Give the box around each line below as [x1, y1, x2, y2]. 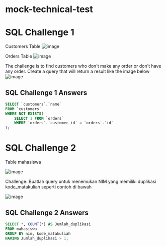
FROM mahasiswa [5, 226, 37, 231]
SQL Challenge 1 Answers [5, 88, 88, 97]
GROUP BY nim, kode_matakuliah [5, 231, 71, 236]
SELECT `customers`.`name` [5, 102, 62, 107]
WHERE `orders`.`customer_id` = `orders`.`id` [14, 120, 114, 126]
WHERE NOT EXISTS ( [5, 111, 44, 116]
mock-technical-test [5, 4, 93, 15]
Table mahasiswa [5, 159, 41, 165]
